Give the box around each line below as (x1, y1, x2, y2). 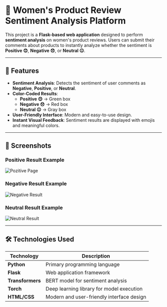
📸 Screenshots (5, 142, 52, 150)
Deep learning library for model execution (45, 285, 143, 292)
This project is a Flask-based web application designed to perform (5, 31, 143, 37)
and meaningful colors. (12, 122, 60, 128)
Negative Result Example (5, 180, 67, 187)
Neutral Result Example (5, 204, 63, 211)
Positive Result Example (5, 157, 65, 164)
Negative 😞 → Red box (19, 101, 68, 107)
